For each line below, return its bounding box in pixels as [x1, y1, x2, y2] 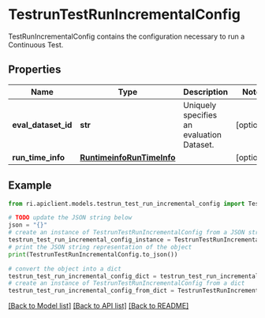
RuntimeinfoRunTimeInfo [80, 152, 176, 163]
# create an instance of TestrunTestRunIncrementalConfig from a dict [8, 279, 245, 287]
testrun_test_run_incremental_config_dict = [8, 272, 157, 280]
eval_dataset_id [12, 119, 73, 130]
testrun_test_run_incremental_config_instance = [8, 236, 171, 244]
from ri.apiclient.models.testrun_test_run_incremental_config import [8, 200, 245, 208]
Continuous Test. [8, 39, 64, 49]
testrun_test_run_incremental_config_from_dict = [8, 286, 175, 295]
